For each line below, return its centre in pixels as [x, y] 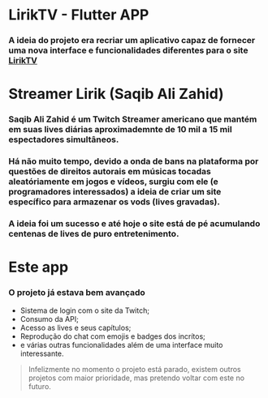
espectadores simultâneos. [64, 139]
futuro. [39, 386]
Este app [39, 267]
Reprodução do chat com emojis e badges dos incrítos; [112, 336]
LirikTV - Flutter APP [79, 15]
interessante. [42, 353]
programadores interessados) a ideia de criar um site [115, 192]
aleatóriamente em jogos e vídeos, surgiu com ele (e [114, 182]
